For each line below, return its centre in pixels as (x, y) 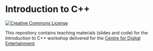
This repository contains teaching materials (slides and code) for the (76, 32)
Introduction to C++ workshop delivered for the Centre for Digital (73, 38)
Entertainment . (21, 43)
